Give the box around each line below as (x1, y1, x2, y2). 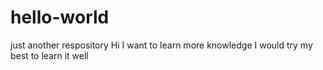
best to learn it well (10, 49, 89, 61)
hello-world (10, 6, 110, 29)
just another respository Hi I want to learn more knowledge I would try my (10, 39, 313, 51)
